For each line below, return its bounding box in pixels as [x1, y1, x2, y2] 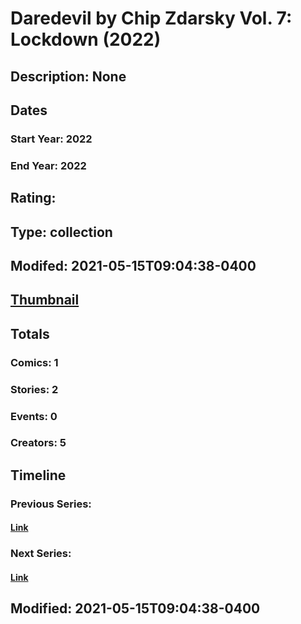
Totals [10, 325, 50, 342]
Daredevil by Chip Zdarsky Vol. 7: [10, 7, 293, 30]
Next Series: [10, 547, 72, 561]
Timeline [10, 467, 67, 484]
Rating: [10, 190, 57, 207]
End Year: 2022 [10, 158, 87, 172]
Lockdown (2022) [10, 28, 162, 51]
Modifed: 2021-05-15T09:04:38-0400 [10, 257, 257, 274]
